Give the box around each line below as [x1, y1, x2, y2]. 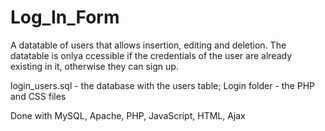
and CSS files [10, 90, 67, 102]
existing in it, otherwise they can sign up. [10, 60, 179, 72]
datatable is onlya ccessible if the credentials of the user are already [10, 49, 293, 61]
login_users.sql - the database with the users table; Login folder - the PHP [10, 79, 316, 91]
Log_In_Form [10, 6, 120, 29]
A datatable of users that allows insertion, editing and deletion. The [10, 39, 287, 51]
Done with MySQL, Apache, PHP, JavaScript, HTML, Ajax [10, 109, 246, 121]
